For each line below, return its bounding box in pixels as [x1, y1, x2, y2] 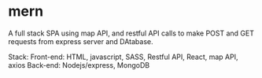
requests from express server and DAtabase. [8, 36, 153, 46]
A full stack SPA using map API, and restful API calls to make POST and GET [8, 28, 254, 38]
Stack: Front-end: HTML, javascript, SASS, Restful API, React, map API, [8, 52, 238, 61]
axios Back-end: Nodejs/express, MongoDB [8, 60, 150, 69]
